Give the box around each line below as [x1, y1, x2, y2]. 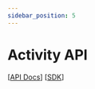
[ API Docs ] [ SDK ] [7, 72, 65, 82]
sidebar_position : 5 [7, 11, 77, 20]
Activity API [7, 45, 89, 64]
